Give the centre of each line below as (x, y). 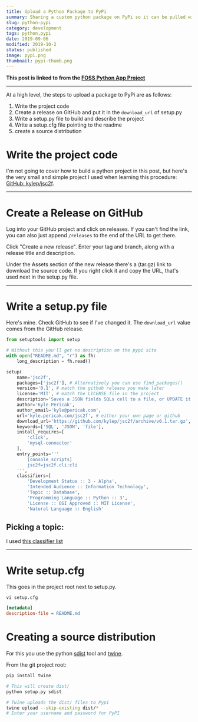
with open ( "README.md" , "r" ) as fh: (51, 356)
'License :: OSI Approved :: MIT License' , (81, 503)
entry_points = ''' (38, 454)
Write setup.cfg (45, 570)
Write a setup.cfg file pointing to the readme (68, 125)
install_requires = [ (41, 432)
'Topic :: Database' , (54, 492)
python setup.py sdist (34, 692)
